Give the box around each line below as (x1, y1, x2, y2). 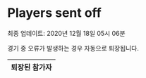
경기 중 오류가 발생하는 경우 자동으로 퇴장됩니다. (7, 44, 140, 52)
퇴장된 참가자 (11, 62, 52, 72)
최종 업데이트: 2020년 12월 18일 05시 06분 (7, 29, 126, 37)
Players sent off (7, 5, 102, 21)
